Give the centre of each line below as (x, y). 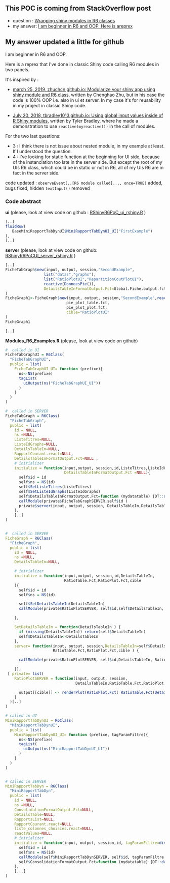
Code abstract (23, 201)
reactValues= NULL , (34, 834)
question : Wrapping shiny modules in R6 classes (64, 20)
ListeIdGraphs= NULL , (36, 445)
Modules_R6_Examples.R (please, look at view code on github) (72, 341)
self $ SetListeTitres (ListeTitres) (55, 487)
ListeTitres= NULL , (34, 439)
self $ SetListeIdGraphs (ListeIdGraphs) (59, 491)
